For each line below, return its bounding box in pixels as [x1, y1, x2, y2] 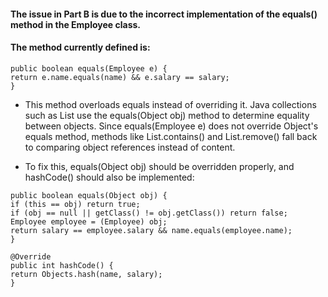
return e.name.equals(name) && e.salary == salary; [10, 72, 230, 82]
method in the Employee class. [10, 18, 141, 30]
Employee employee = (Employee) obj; [10, 216, 168, 227]
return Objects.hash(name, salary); [10, 269, 163, 279]
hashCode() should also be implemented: [24, 171, 195, 183]
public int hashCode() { [10, 260, 114, 270]
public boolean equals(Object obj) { [10, 190, 168, 200]
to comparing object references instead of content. [24, 141, 236, 153]
